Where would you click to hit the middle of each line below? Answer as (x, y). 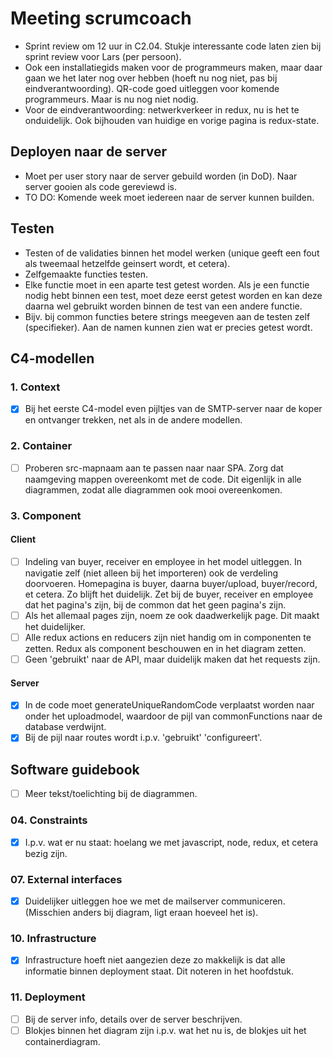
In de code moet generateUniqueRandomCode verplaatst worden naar (169, 705)
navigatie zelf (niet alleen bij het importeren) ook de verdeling (151, 573)
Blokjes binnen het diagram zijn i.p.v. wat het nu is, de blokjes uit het (165, 1030)
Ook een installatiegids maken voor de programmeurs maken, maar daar (173, 67)
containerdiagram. (62, 1041)
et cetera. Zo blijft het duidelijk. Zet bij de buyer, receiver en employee (169, 594)
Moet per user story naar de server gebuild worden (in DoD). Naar (161, 176)
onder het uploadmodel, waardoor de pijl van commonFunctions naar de (173, 716)
